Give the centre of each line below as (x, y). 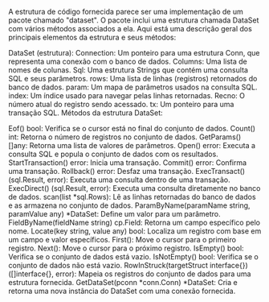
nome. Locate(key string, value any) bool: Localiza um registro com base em (135, 231)
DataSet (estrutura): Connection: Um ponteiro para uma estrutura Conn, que (134, 53)
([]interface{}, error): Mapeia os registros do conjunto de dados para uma (130, 274)
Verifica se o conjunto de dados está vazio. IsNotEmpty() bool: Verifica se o (133, 256)
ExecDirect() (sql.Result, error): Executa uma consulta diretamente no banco (134, 188)
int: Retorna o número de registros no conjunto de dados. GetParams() (125, 137)
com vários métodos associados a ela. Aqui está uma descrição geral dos (130, 29)
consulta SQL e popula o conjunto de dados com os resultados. (113, 154)
